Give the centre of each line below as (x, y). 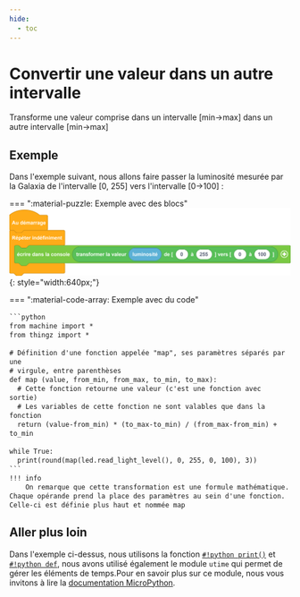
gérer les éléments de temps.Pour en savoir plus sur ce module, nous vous (147, 573)
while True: (31, 451)
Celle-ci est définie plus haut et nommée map (97, 505)
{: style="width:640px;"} (54, 282)
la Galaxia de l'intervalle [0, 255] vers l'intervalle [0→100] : (117, 186)
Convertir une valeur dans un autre (142, 74)
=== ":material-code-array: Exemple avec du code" (104, 299)
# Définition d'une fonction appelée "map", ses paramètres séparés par (147, 353)
